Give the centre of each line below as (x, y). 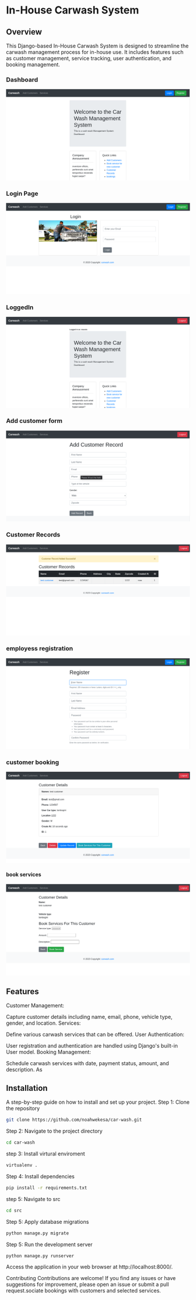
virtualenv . (22, 1165)
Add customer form (34, 421)
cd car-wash (20, 1142)
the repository (23, 1109)
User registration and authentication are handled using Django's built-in (92, 1046)
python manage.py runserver (40, 1256)
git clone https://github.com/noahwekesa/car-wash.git (74, 1120)
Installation (27, 1088)
